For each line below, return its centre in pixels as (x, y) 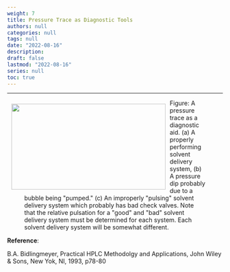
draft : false (26, 58)
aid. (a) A (183, 133)
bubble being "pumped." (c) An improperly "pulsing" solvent (109, 198)
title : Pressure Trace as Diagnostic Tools (70, 20)
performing (186, 147)
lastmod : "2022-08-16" (39, 65)
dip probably (188, 183)
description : (26, 52)
